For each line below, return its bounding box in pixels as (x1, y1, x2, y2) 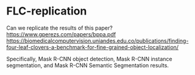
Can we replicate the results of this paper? (6, 24, 113, 31)
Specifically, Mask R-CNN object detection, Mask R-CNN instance (6, 55, 172, 62)
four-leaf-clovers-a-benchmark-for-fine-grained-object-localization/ (6, 44, 179, 51)
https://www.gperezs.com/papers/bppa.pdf (6, 30, 116, 37)
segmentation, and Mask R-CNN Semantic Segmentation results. (6, 62, 169, 69)
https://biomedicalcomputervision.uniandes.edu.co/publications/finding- (6, 37, 189, 44)
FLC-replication (6, 4, 87, 18)
